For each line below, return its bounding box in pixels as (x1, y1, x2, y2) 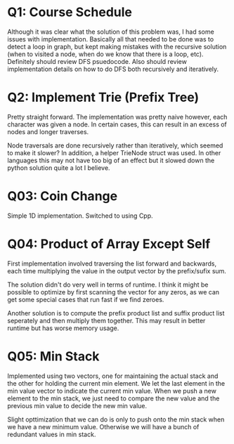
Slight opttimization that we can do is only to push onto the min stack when (7, 415, 225, 424)
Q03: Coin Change (7, 188, 118, 204)
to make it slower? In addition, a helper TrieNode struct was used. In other (7, 148, 221, 157)
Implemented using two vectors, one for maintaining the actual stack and (7, 372, 219, 380)
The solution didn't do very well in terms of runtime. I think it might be (7, 280, 209, 289)
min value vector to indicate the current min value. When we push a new (7, 386, 216, 395)
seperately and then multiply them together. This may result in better (7, 316, 206, 325)
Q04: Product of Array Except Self (7, 236, 211, 252)
